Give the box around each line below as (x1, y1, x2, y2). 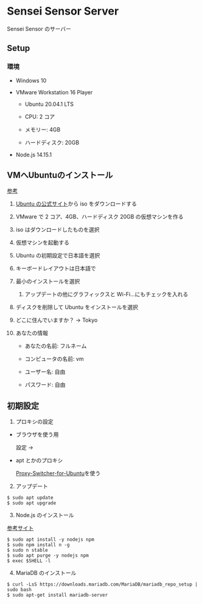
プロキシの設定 (15, 418, 54, 425)
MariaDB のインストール (15, 569, 77, 577)
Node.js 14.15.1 (15, 151, 52, 158)
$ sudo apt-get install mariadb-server (7, 592, 108, 599)
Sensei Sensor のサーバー (7, 25, 72, 32)
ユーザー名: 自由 (24, 368, 66, 375)
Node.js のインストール (15, 512, 74, 519)
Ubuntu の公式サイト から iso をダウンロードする (15, 200, 138, 207)
